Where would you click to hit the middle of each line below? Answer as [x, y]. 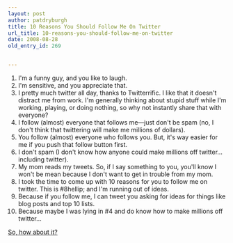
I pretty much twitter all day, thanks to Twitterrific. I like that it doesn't [117, 93]
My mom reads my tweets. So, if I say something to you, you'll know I [117, 167]
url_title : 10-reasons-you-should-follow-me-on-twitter [90, 33]
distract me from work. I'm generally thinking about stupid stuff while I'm [122, 100]
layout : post [27, 14]
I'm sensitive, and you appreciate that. [73, 85]
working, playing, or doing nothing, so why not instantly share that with [120, 108]
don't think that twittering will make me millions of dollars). [102, 130]
